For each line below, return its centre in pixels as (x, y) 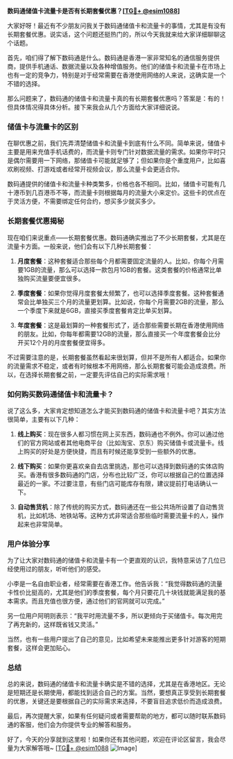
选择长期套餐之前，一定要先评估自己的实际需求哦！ (98, 375)
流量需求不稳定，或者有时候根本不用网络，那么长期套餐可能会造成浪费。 (116, 366)
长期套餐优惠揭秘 (36, 221)
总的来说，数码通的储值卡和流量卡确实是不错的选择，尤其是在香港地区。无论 (116, 684)
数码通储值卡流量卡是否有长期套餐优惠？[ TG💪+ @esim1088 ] (94, 11)
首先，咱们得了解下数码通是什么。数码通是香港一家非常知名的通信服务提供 (113, 58)
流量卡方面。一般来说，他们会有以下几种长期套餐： (80, 246)
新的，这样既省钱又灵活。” (62, 624)
